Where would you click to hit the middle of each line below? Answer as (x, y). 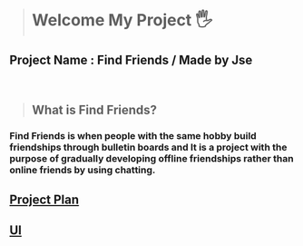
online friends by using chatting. (83, 170)
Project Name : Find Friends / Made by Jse (131, 59)
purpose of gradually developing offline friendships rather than (151, 159)
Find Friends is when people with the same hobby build (133, 136)
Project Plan (44, 199)
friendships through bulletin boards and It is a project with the (148, 147)
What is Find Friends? (94, 110)
